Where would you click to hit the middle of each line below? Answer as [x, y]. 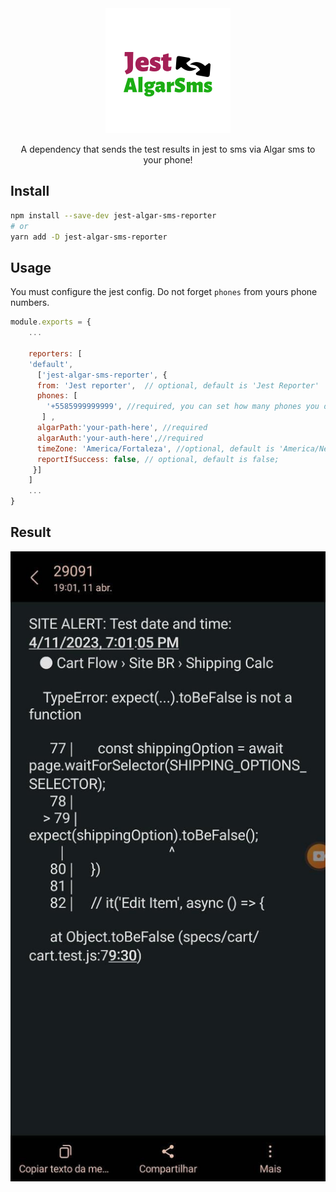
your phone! [168, 160]
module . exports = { [51, 322]
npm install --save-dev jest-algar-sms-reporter [113, 215]
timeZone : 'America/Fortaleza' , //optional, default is [155, 448]
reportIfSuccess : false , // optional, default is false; [158, 459]
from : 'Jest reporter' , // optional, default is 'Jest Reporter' [178, 385]
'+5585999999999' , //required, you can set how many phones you [183, 407]
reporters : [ [55, 353]
